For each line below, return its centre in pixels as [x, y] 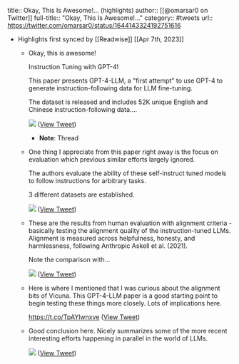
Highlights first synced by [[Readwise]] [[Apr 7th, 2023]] [101, 39]
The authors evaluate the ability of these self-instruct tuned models [127, 173]
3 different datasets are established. [81, 194]
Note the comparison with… [69, 260]
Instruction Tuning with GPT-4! [73, 67]
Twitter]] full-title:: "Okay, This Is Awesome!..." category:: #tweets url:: [110, 18]
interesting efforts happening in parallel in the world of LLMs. [118, 338]
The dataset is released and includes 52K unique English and [118, 102]
